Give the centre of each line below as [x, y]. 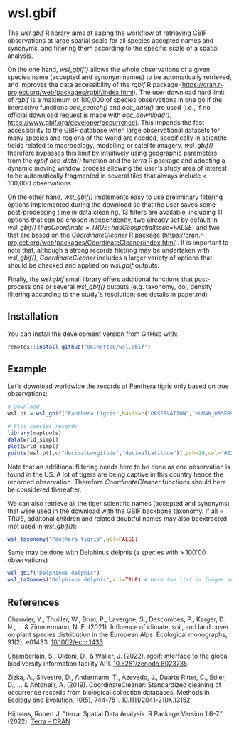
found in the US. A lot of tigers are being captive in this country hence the [115, 474]
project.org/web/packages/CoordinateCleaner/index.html [91, 242]
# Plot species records [43, 427]
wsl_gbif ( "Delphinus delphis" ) [54, 573]
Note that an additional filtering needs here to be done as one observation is [119, 467]
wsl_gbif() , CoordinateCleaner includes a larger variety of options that [110, 258]
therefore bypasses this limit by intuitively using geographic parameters [112, 153]
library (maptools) [34, 433]
